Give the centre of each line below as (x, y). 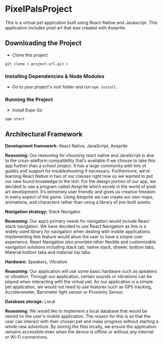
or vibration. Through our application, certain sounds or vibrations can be (79, 276)
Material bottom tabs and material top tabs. (48, 252)
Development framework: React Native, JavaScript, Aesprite (66, 146)
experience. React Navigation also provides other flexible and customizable (81, 242)
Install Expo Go (27, 110)
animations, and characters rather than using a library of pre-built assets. (78, 202)
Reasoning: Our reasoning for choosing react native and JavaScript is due (80, 156)
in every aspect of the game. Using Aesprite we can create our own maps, (80, 197)
